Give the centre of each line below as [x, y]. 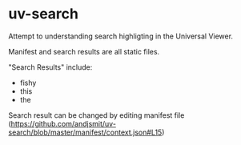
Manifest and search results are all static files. [84, 51]
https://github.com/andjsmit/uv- [63, 123]
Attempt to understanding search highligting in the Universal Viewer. [121, 36]
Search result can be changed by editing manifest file [96, 115]
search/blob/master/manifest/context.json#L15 [85, 132]
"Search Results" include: [50, 67]
